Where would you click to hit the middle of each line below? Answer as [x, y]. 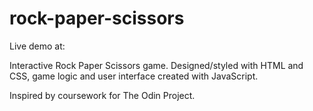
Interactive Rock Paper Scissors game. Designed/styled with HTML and [156, 65]
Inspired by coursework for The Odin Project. [102, 95]
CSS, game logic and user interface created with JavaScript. [134, 76]
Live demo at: [37, 46]
